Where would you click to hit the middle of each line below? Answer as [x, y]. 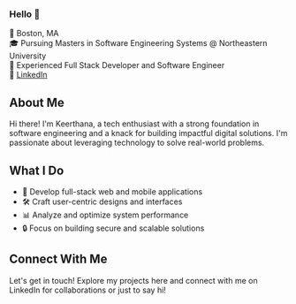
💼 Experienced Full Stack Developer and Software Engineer [117, 65]
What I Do [37, 170]
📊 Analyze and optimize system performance [105, 215]
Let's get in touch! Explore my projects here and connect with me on [133, 280]
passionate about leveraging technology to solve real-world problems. [137, 143]
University [28, 56]
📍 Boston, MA [34, 34]
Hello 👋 [25, 14]
